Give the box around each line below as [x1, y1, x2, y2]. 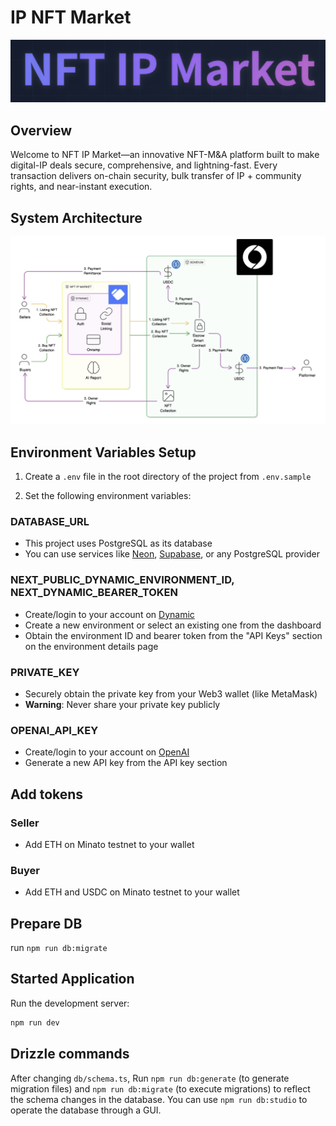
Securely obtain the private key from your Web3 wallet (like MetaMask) [24, 687, 318, 700]
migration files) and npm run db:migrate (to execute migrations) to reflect [10, 1082, 311, 1095]
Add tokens [10, 786, 84, 803]
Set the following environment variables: [24, 490, 192, 502]
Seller [10, 816, 40, 830]
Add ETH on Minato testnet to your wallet [24, 838, 195, 850]
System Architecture [10, 209, 143, 226]
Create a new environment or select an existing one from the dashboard [24, 619, 322, 631]
